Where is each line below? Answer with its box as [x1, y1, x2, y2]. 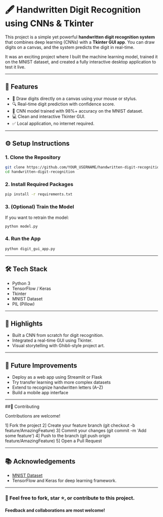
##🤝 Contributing [5, 404, 40, 410]
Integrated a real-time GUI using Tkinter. [12, 337, 93, 343]
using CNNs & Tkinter [5, 18, 94, 29]
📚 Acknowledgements [5, 457, 76, 466]
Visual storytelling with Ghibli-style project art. [12, 343, 105, 349]
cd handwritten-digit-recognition [5, 169, 75, 174]
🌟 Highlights [5, 319, 43, 328]
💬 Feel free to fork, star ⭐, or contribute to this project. [5, 494, 135, 501]
